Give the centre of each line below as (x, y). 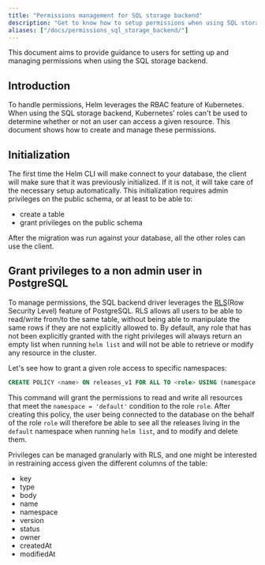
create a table (42, 214)
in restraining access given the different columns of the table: (108, 463)
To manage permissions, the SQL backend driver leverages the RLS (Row (126, 302)
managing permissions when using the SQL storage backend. (108, 61)
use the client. (31, 246)
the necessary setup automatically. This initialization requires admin (118, 191)
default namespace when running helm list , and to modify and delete (123, 431)
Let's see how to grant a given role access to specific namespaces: (118, 368)
